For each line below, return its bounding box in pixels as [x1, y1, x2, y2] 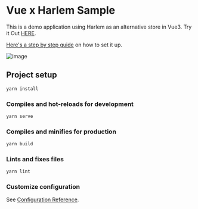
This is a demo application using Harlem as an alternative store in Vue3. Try [6, 23, 192, 30]
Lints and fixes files [6, 155, 64, 163]
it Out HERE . [6, 29, 36, 36]
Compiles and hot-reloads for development [6, 99, 134, 108]
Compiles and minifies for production [6, 127, 116, 136]
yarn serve [6, 113, 33, 119]
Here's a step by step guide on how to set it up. [6, 41, 122, 48]
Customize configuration [6, 183, 81, 191]
